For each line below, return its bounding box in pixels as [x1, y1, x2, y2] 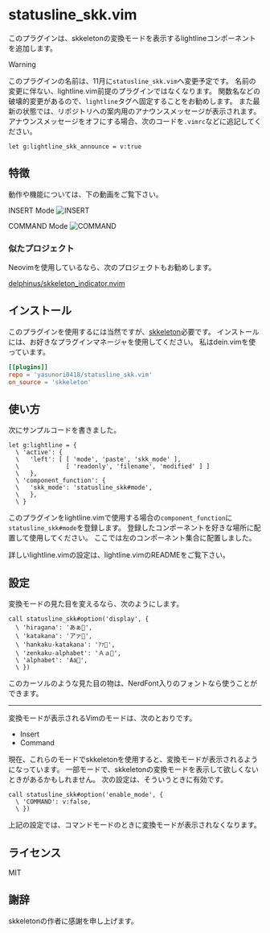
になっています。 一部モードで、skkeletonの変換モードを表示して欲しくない [8, 765, 260, 774]
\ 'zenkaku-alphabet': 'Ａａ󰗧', [15, 649, 122, 657]
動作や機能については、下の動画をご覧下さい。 [8, 189, 163, 199]
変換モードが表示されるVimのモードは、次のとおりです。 [8, 713, 197, 723]
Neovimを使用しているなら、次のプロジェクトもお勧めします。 [8, 263, 216, 272]
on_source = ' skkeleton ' [8, 378, 92, 386]
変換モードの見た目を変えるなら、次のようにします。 [8, 599, 184, 609]
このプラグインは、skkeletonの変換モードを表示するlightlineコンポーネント [8, 33, 256, 43]
